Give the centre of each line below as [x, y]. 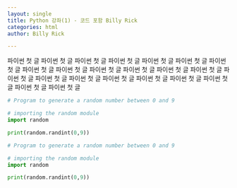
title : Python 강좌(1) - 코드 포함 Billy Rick [72, 20]
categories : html [33, 27]
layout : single [30, 14]
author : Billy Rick [36, 34]
